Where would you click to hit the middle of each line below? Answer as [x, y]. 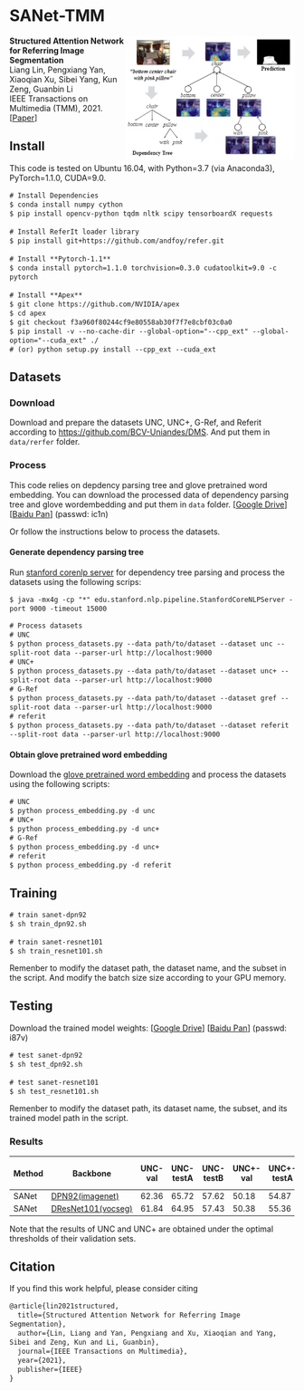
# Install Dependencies [54, 196]
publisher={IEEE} [50, 1370]
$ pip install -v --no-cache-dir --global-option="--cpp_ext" [129, 331]
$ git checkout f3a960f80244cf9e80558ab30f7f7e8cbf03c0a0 [121, 322]
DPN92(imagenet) [85, 1195]
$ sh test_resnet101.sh [54, 1091]
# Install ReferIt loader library [75, 232]
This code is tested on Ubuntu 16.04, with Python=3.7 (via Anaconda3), [142, 168]
